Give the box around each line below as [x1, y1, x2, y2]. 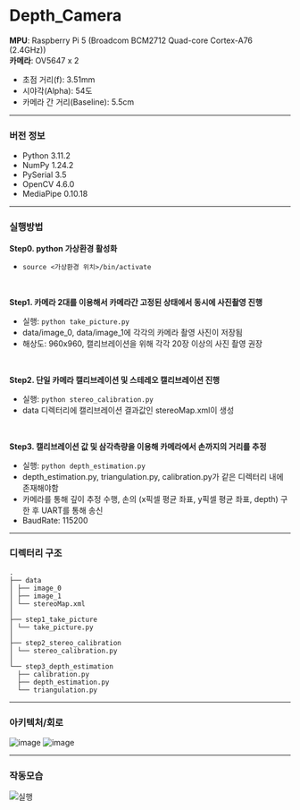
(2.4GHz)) [9, 44, 46, 55]
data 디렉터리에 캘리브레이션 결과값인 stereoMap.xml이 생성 [21, 405, 235, 415]
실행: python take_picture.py [21, 315, 130, 327]
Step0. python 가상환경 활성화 [9, 243, 118, 253]
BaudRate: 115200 [21, 515, 88, 525]
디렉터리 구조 [9, 547, 62, 559]
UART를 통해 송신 [41, 505, 104, 516]
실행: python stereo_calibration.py [21, 393, 154, 404]
